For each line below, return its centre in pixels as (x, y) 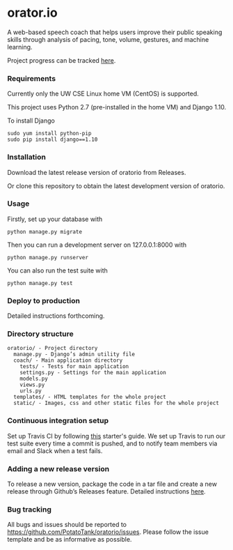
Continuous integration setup (58, 421)
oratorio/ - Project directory (53, 349)
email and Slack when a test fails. (55, 450)
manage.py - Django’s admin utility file (74, 354)
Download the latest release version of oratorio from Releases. (97, 172)
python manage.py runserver (48, 257)
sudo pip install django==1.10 (53, 140)
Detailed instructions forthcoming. (56, 316)
